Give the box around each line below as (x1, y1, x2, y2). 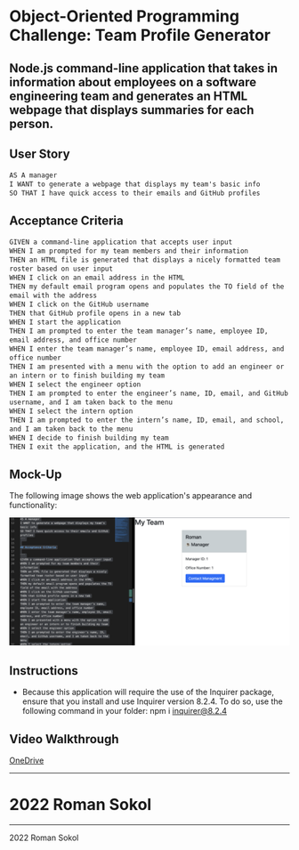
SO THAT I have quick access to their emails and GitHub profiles (9, 189, 261, 198)
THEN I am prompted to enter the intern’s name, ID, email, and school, (9, 416, 285, 425)
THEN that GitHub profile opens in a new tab (9, 309, 181, 318)
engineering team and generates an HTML (9, 88, 248, 103)
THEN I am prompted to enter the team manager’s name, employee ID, (9, 327, 269, 336)
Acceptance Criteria (9, 213, 124, 228)
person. (9, 116, 54, 131)
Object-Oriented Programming (9, 6, 240, 27)
